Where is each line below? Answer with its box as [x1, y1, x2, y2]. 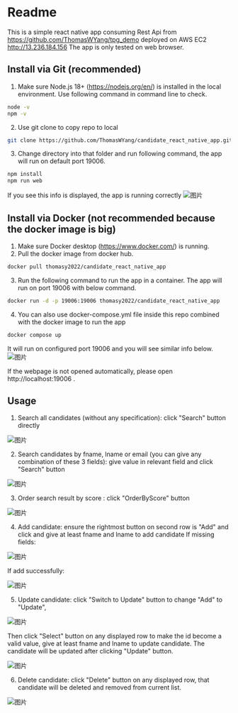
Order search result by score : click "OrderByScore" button [17, 494, 190, 502]
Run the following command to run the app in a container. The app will [17, 276, 222, 284]
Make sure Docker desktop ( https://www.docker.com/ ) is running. [17, 242, 210, 250]
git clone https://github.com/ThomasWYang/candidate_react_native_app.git [7, 136, 233, 144]
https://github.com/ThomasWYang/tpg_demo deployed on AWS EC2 [7, 35, 207, 43]
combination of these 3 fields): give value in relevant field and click [17, 458, 214, 466]
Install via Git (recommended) [7, 63, 142, 75]
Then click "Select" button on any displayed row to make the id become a [7, 632, 222, 641]
